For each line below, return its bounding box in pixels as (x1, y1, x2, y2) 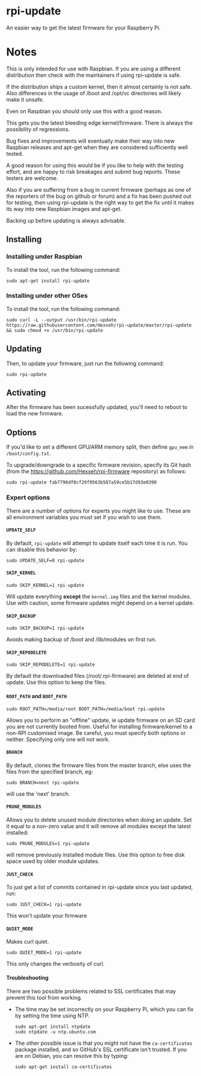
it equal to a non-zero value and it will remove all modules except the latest (6, 823, 191, 830)
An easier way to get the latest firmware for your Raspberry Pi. (6, 24, 161, 31)
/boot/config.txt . (6, 450, 51, 457)
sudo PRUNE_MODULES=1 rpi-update (6, 841, 90, 847)
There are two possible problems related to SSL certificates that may (6, 988, 176, 995)
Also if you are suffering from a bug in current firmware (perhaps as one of (6, 186, 191, 193)
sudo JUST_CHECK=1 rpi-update (6, 902, 82, 908)
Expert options (6, 493, 50, 502)
